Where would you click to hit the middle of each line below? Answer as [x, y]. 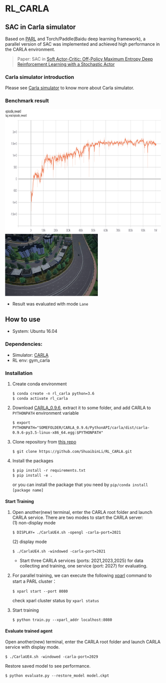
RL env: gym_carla [31, 360]
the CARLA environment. [30, 49]
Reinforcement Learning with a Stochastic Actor [66, 64]
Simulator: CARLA [30, 355]
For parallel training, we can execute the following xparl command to [82, 575]
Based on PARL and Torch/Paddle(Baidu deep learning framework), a [75, 39]
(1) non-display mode [34, 523]
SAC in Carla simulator [41, 27]
